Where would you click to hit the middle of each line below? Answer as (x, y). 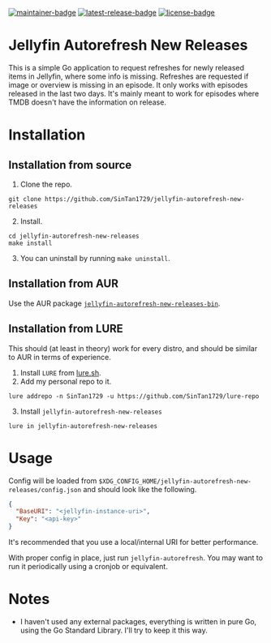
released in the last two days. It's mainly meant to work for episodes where (134, 93)
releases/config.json (45, 490)
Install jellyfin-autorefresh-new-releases (91, 411)
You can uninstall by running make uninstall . (95, 258)
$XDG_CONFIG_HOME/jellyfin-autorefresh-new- (175, 481)
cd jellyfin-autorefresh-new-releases (74, 236)
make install (30, 243)
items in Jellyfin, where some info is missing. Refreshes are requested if (129, 76)
